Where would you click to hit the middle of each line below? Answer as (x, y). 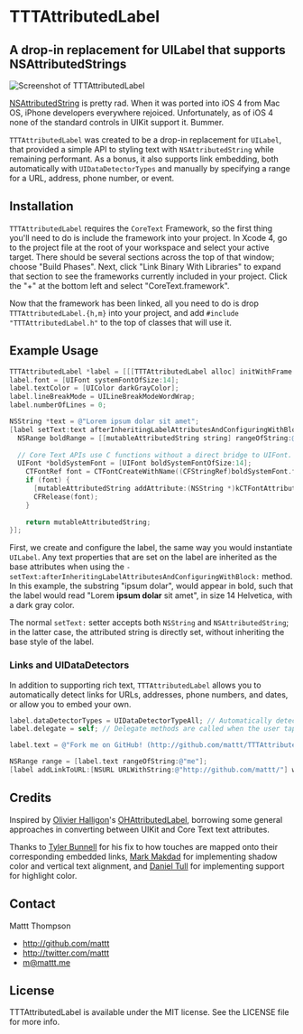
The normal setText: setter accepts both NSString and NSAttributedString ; (149, 623)
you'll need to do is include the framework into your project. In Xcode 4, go (148, 237)
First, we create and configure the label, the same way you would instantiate (151, 548)
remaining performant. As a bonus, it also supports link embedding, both (144, 159)
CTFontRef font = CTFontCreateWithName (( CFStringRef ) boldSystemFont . (159, 472)
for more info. (35, 1022)
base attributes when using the (67, 567)
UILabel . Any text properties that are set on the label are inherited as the (143, 558)
